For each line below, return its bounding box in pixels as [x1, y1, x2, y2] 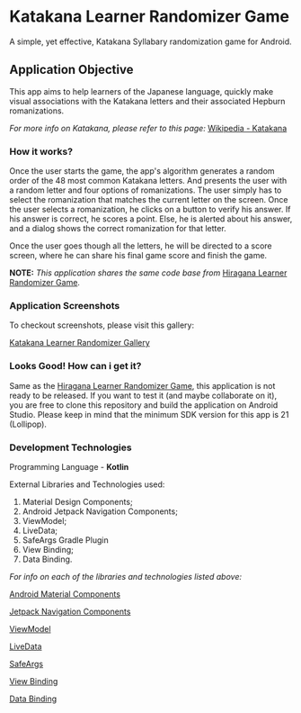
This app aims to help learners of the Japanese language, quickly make [9, 86, 274, 96]
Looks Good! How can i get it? [9, 360, 142, 373]
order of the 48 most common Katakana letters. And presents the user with [9, 176, 288, 186]
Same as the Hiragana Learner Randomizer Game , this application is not [9, 380, 276, 391]
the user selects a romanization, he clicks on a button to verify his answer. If [9, 204, 291, 215]
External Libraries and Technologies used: [9, 479, 165, 490]
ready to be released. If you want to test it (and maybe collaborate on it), [9, 390, 277, 401]
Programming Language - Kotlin [9, 461, 129, 472]
